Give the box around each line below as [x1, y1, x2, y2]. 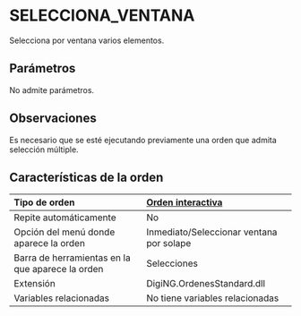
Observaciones [9, 111, 97, 126]
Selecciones [146, 257, 199, 269]
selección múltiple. [9, 144, 79, 155]
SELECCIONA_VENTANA [9, 5, 195, 26]
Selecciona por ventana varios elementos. [9, 35, 165, 46]
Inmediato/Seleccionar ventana [146, 226, 278, 238]
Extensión [13, 278, 56, 290]
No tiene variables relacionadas [146, 292, 279, 304]
